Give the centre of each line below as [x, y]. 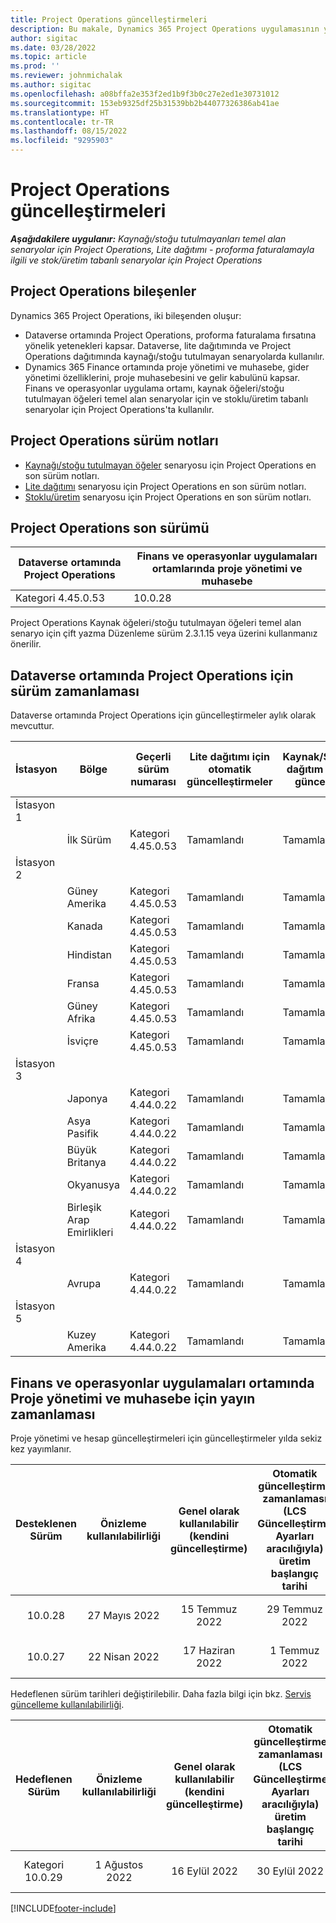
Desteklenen [46, 1523]
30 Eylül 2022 [290, 1871]
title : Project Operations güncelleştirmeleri [109, 19]
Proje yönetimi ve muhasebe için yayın [133, 1398]
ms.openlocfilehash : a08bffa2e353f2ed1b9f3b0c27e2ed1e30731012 [145, 94]
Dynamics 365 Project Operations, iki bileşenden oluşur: [126, 315]
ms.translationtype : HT [60, 112]
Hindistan [89, 955]
